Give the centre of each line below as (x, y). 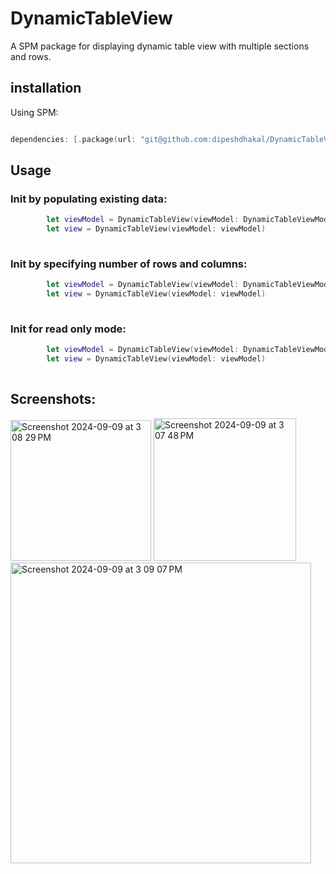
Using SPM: (34, 112)
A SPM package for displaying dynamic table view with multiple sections (160, 46)
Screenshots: (53, 399)
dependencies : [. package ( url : (73, 139)
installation (46, 88)
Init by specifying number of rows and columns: (129, 264)
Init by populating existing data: (89, 199)
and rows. (31, 56)
